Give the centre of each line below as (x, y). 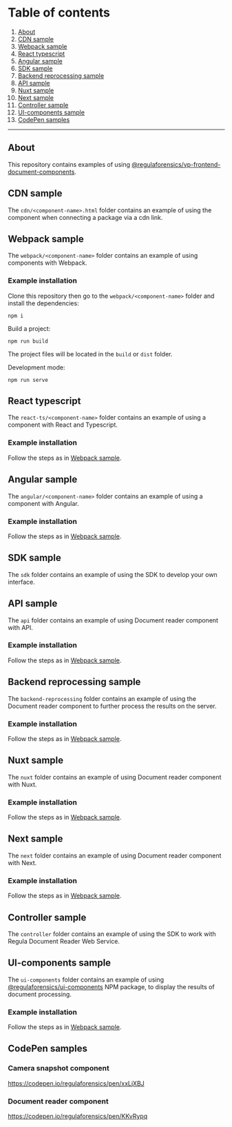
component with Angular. (43, 503)
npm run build (28, 341)
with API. (21, 627)
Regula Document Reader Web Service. (64, 941)
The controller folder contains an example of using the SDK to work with (112, 934)
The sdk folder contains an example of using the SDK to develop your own (113, 574)
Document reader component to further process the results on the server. (112, 706)
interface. (21, 582)
